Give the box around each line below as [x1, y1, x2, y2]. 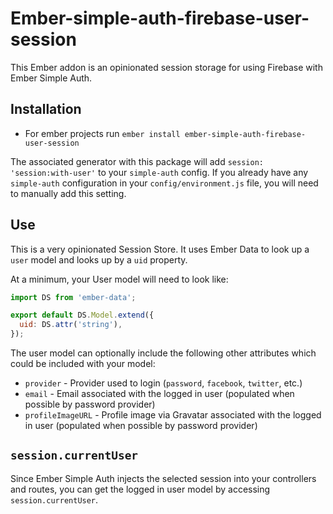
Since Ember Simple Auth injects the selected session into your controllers [10, 472, 317, 484]
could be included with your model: [10, 358, 156, 370]
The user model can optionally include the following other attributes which [10, 347, 317, 359]
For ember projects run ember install [24, 127, 181, 139]
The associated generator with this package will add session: [10, 155, 264, 167]
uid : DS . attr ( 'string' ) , [19, 320, 123, 330]
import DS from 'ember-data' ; [10, 292, 137, 302]
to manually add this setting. [10, 187, 127, 199]
